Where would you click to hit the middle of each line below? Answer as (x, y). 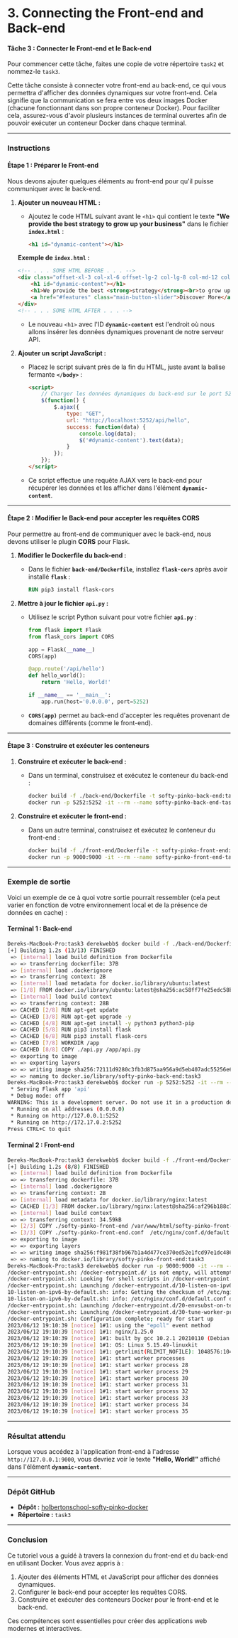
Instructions (29, 149)
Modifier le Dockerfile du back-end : (72, 555)
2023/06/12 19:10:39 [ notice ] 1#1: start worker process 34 (98, 1405)
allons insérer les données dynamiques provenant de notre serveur (126, 331)
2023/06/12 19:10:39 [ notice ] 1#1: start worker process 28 (98, 1365)
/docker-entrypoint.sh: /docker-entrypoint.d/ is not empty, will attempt (120, 1273)
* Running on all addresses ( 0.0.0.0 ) (68, 1109)
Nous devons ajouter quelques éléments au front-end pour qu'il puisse (110, 181)
